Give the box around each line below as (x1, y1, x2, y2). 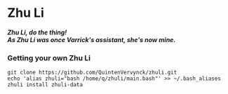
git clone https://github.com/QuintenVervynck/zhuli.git (7, 69, 177, 76)
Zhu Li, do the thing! (7, 28, 67, 36)
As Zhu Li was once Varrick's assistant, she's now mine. (7, 35, 176, 43)
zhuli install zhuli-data (7, 81, 83, 88)
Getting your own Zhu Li (7, 53, 91, 62)
